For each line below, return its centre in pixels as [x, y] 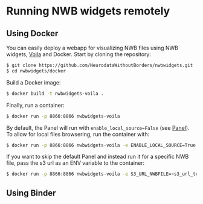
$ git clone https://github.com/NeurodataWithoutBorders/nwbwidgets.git [100, 65]
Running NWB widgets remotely [88, 11]
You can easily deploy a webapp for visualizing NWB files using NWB [92, 48]
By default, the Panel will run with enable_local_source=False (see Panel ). [98, 127]
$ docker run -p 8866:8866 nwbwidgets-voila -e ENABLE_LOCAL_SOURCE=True [101, 145]
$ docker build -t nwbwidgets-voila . [55, 94]
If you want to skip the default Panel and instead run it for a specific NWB [98, 157]
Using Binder [31, 193]
